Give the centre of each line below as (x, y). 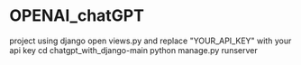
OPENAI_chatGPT (77, 16)
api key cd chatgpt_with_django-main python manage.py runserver (134, 50)
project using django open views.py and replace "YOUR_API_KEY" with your (150, 41)
